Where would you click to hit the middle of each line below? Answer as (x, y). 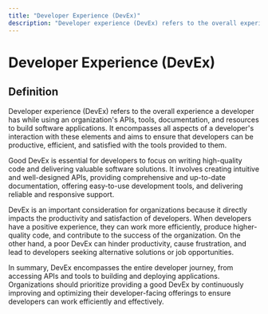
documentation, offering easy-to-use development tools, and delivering (126, 186)
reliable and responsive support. (61, 194)
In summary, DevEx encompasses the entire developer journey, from (121, 267)
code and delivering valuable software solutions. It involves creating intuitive (134, 169)
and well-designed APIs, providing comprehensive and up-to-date (117, 177)
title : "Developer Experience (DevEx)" (75, 16)
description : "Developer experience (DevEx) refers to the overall (123, 23)
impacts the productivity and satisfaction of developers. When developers (130, 218)
